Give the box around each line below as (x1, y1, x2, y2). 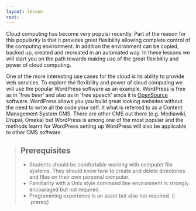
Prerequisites (20, 145, 71, 155)
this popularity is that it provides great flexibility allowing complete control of (6, 36, 191, 43)
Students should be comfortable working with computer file (29, 161, 173, 168)
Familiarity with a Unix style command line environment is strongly (29, 180, 189, 187)
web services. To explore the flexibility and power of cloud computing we (6, 79, 183, 86)
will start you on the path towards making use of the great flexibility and (6, 55, 179, 62)
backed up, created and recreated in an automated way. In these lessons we (6, 49, 190, 56)
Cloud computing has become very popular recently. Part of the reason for (6, 30, 186, 37)
